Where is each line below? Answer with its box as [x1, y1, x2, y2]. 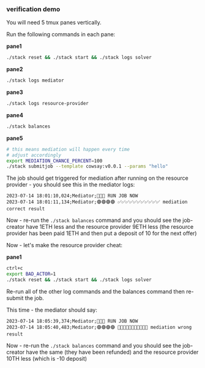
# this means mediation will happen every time [6, 146, 130, 152]
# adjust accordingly [6, 152, 62, 158]
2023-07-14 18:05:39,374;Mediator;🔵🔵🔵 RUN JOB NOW [6, 318, 138, 324]
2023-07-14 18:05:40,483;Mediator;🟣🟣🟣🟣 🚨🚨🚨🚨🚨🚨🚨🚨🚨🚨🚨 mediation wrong [6, 324, 192, 330]
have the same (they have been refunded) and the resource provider [26, 348, 199, 356]
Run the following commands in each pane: [6, 31, 116, 38]
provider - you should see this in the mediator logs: [6, 181, 135, 188]
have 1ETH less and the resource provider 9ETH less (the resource [26, 223, 194, 231]
